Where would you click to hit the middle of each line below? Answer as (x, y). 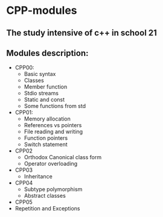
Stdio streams (41, 93)
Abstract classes (45, 196)
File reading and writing (53, 132)
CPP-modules (42, 11)
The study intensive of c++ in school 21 (81, 33)
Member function (46, 87)
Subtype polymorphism (53, 189)
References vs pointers (53, 125)
